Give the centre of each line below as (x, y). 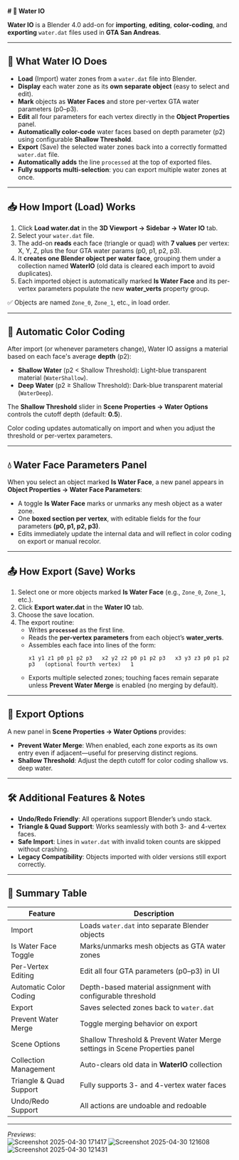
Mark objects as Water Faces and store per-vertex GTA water (108, 101)
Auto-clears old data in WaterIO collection (151, 1064)
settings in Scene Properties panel (137, 1048)
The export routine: (46, 622)
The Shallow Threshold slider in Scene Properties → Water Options (108, 407)
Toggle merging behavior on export (139, 1023)
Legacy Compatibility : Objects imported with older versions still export (122, 856)
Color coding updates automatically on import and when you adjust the (111, 428)
